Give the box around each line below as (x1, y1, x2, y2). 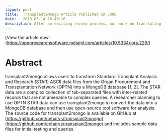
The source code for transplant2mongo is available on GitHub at (5, 110, 137, 116)
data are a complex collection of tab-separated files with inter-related (5, 90, 148, 95)
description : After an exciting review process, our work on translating (5, 21, 162, 26)
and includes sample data (104, 121, 158, 127)
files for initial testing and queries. (5, 126, 75, 132)
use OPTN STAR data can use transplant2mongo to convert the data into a (5, 100, 158, 106)
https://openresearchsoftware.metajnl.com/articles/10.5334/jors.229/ (6, 40, 149, 46)
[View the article (5, 35, 39, 41)
